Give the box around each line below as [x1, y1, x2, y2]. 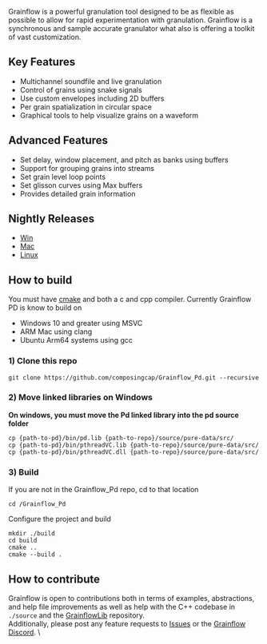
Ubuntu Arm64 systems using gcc [19, 336, 133, 345]
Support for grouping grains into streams [19, 163, 154, 173]
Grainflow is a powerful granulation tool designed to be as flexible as [8, 7, 234, 16]
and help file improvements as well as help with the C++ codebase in [8, 602, 236, 611]
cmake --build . [8, 551, 62, 559]
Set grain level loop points [19, 172, 106, 181]
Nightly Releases [8, 212, 94, 226]
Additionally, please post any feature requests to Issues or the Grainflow [8, 618, 246, 628]
